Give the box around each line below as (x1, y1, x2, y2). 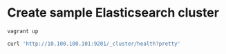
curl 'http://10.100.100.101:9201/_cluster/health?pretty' (7, 40, 181, 47)
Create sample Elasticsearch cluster (7, 5, 220, 21)
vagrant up (7, 28, 39, 35)
